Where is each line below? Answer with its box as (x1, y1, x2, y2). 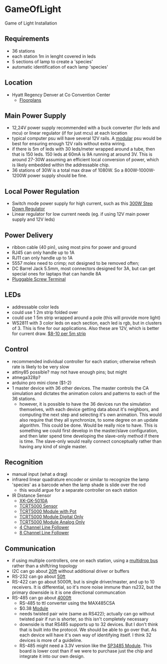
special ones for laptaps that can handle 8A (11, 271, 102, 276)
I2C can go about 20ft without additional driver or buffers (11, 568, 130, 574)
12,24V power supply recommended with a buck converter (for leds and (11, 125, 160, 131)
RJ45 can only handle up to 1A (11, 249, 75, 255)
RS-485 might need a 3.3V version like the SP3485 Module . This (19, 642, 152, 649)
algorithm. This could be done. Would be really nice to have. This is (19, 422, 158, 428)
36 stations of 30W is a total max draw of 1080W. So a (11, 167, 124, 173)
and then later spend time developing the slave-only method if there (19, 433, 159, 439)
